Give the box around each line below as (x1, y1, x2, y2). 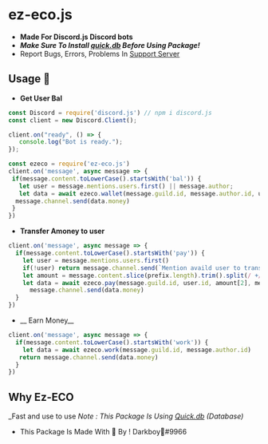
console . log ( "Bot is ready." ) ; (18, 138, 124, 146)
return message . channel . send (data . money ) (18, 353, 159, 361)
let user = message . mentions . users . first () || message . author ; (18, 182, 234, 190)
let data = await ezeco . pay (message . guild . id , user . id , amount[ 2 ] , (22, 279, 252, 287)
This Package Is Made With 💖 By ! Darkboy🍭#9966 (19, 427, 187, 437)
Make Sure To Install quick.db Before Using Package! (19, 40, 201, 50)
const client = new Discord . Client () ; (8, 116, 137, 125)
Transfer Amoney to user (19, 226, 105, 236)
